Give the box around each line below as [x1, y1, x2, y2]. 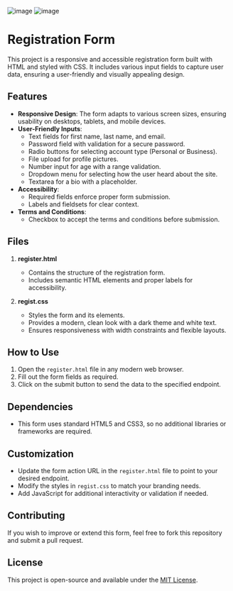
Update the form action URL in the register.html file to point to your [17, 467, 218, 475]
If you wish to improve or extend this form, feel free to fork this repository [7, 529, 222, 537]
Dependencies [7, 401, 73, 413]
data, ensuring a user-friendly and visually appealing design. [7, 70, 185, 78]
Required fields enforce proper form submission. [28, 192, 170, 201]
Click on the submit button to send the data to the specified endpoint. [17, 380, 222, 389]
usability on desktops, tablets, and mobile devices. [17, 117, 166, 126]
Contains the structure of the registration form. [28, 268, 166, 277]
